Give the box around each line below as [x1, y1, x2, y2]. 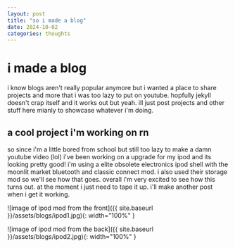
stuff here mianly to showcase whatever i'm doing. [7, 106, 153, 115]
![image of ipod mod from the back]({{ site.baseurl [7, 225, 153, 233]
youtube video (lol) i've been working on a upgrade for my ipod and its [7, 153, 212, 161]
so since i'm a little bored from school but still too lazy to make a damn [7, 145, 212, 154]
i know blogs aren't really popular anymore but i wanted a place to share [7, 84, 217, 92]
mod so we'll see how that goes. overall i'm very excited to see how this [7, 175, 216, 183]
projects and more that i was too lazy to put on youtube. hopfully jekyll [7, 91, 211, 99]
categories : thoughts [7, 30, 71, 37]
